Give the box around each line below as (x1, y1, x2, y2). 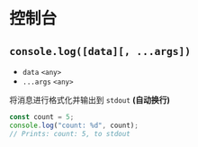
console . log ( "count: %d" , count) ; (9, 121, 139, 130)
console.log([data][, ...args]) (9, 44, 192, 58)
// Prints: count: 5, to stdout (9, 129, 130, 138)
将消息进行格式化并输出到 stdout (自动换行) (9, 95, 171, 105)
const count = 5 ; (9, 113, 75, 122)
